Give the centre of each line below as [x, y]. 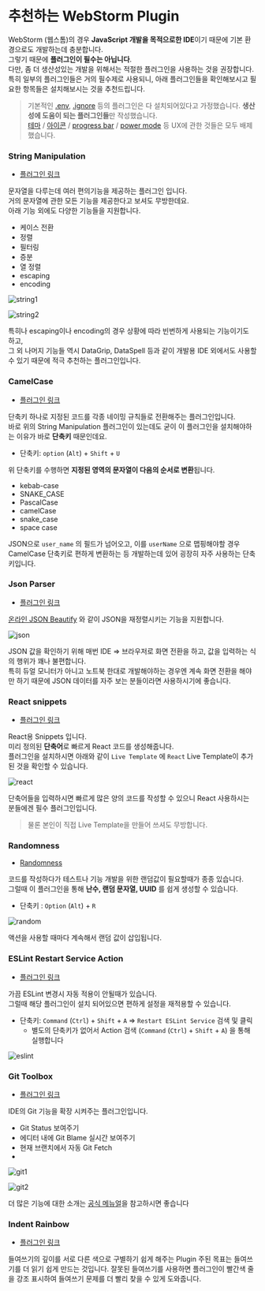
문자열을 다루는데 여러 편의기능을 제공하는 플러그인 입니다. [98, 191]
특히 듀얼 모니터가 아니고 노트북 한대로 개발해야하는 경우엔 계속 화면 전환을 [123, 670]
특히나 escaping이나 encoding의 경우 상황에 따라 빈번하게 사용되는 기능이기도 [129, 331]
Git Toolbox [31, 1076]
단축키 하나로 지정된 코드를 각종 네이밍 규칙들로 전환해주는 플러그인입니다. [122, 416]
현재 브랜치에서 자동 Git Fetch [66, 1147]
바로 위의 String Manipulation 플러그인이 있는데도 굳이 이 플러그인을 [114, 426]
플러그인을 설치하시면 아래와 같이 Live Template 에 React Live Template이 [123, 756]
